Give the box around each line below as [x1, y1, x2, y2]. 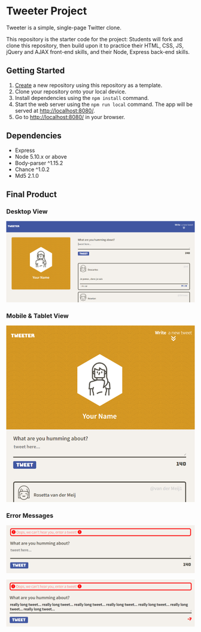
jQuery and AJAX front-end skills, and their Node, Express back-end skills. [6, 48, 190, 55]
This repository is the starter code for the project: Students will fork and [6, 35, 183, 42]
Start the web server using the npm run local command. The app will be [14, 101, 193, 108]
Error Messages [6, 511, 54, 519]
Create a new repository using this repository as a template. [14, 81, 163, 89]
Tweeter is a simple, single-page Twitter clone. [6, 24, 121, 31]
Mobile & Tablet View [6, 311, 69, 320]
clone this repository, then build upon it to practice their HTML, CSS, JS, [6, 42, 184, 49]
